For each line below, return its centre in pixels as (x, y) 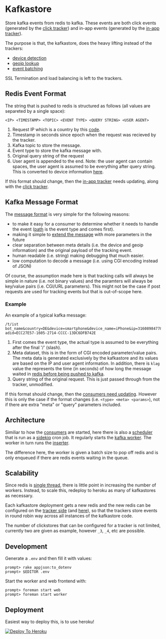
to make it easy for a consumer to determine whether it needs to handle (85, 224)
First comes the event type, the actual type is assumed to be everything (85, 342)
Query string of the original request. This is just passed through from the (86, 379)
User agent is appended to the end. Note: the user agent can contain (82, 161)
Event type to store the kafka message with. (57, 151)
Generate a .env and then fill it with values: (49, 559)
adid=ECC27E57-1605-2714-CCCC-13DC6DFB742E (51, 333)
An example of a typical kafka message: (46, 315)
